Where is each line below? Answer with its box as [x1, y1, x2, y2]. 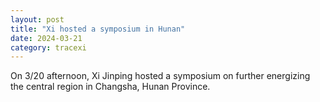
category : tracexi [10, 42, 87, 53]
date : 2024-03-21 [10, 33, 83, 43]
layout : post [10, 14, 65, 25]
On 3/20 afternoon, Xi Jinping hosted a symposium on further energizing [10, 70, 311, 82]
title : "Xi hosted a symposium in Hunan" [10, 24, 186, 34]
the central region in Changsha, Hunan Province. [10, 81, 211, 93]
